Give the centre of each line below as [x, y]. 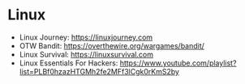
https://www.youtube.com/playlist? [178, 63]
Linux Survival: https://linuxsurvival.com [86, 54]
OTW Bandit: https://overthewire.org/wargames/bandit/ [112, 45]
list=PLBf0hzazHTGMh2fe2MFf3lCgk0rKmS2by [99, 71]
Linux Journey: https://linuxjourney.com [86, 37]
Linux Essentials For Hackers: [69, 63]
